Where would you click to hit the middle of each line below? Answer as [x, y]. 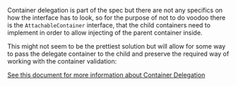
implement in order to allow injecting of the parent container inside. [105, 32]
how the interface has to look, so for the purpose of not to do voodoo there [117, 18]
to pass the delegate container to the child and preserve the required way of [118, 54]
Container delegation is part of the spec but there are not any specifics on [115, 10]
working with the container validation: [62, 61]
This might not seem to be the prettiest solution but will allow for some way [117, 46]
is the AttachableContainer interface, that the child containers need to [109, 25]
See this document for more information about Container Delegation [106, 75]
